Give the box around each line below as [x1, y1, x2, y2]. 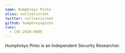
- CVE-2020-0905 [9, 29, 42, 34]
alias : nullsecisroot [5, 12, 49, 16]
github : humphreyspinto [5, 20, 54, 26]
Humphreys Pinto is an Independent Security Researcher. [5, 43, 121, 48]
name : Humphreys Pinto [5, 7, 51, 12]
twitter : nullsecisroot [5, 16, 54, 21]
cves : [5, 25, 16, 30]
